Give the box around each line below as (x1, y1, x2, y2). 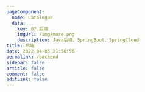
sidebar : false (6, 59, 45, 65)
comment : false (6, 71, 45, 77)
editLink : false (6, 76, 48, 82)
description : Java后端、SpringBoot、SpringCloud (17, 37, 140, 43)
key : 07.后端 (17, 25, 49, 32)
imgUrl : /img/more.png (17, 31, 75, 38)
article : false (6, 65, 45, 71)
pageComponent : (6, 8, 45, 15)
